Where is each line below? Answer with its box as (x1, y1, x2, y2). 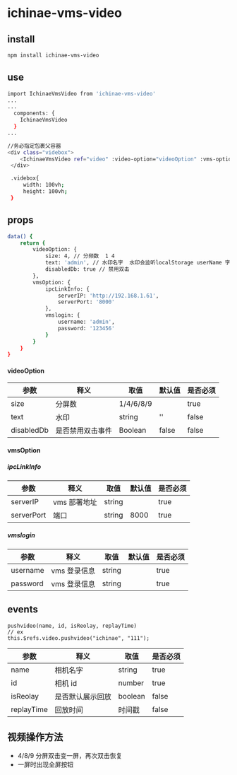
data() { (7, 233, 33, 240)
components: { (13, 110, 55, 117)
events (7, 603, 39, 616)
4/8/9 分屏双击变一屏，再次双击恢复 (17, 751, 123, 759)
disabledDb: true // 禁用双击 (44, 266, 130, 273)
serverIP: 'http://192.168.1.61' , (57, 292, 159, 299)
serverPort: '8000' (57, 298, 115, 305)
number (118, 677, 145, 687)
